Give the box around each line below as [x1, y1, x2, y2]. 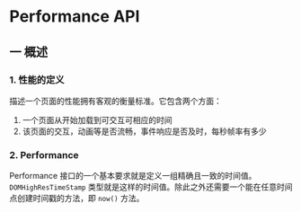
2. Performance [9, 148, 79, 161]
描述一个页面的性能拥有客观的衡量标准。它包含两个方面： [9, 95, 222, 106]
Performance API [9, 6, 140, 27]
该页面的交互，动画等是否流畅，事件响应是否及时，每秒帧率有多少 [22, 126, 267, 137]
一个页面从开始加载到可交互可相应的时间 [22, 114, 173, 125]
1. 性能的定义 [9, 74, 65, 86]
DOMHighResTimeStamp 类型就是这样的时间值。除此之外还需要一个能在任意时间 [9, 181, 293, 192]
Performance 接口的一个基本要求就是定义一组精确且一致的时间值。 [9, 171, 257, 181]
